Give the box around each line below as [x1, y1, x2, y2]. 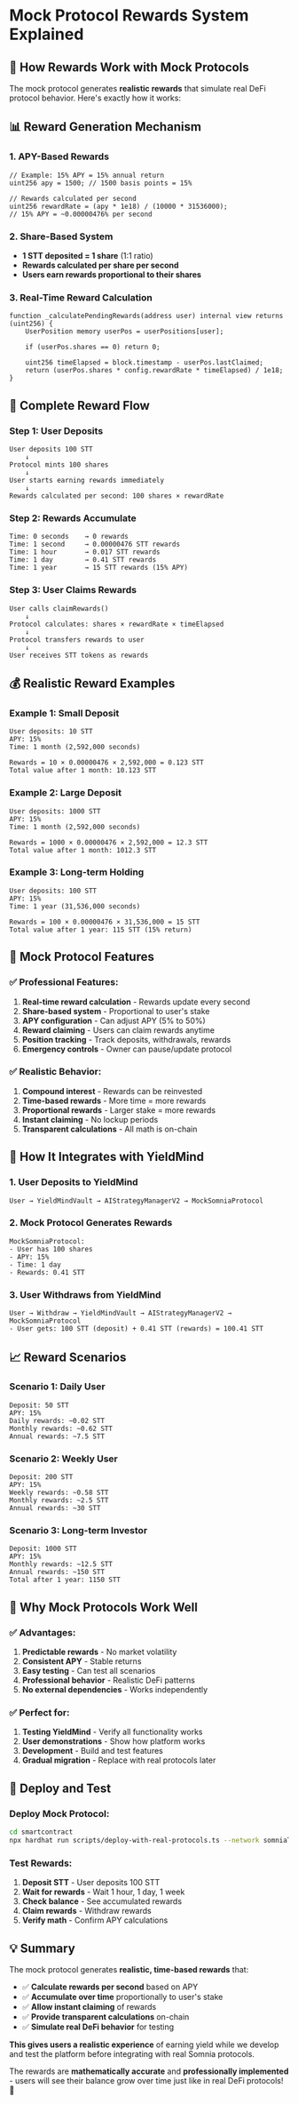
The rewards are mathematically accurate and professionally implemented [9, 2066, 289, 2076]
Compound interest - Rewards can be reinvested [21, 1085, 203, 1096]
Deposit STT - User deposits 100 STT [21, 1877, 161, 1888]
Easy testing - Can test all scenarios [21, 1666, 156, 1676]
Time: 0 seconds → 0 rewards [9, 532, 129, 541]
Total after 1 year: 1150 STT [9, 1575, 122, 1585]
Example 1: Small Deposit [9, 707, 120, 719]
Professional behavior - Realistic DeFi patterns [21, 1675, 195, 1685]
